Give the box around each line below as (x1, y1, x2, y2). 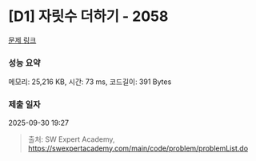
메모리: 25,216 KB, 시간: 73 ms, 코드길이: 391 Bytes (8, 77, 172, 87)
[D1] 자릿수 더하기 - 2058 (8, 7, 169, 26)
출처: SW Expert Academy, (27, 134, 115, 144)
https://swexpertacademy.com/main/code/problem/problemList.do (27, 143, 249, 153)
